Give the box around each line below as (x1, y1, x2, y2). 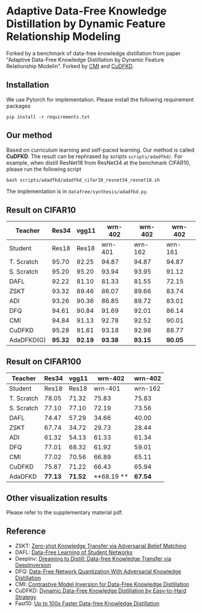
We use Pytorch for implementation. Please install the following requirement (6, 96, 194, 103)
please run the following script (6, 165, 82, 173)
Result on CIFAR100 (6, 356, 82, 366)
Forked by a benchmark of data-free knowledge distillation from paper (6, 49, 181, 57)
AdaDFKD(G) (9, 336, 46, 344)
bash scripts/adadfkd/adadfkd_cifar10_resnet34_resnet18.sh (6, 177, 161, 183)
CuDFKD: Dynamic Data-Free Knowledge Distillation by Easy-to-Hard (14, 587, 186, 594)
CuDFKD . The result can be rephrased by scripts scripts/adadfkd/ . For (6, 152, 183, 160)
